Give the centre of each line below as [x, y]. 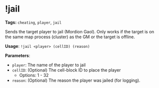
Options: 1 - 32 [34, 75]
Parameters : [18, 55]
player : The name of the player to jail [49, 65]
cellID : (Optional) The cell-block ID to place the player [66, 70]
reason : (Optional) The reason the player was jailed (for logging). [76, 80]
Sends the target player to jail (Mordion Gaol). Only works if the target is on [80, 31]
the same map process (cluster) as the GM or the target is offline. [70, 37]
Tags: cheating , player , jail [33, 22]
